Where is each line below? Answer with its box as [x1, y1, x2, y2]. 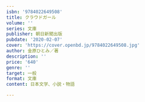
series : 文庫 [6, 25, 37, 32]
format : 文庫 [6, 76, 37, 82]
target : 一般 [6, 70, 37, 76]
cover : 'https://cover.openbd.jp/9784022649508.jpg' [6, 43, 140, 49]
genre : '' [6, 64, 31, 71]
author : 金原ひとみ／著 [6, 48, 59, 54]
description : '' [6, 53, 47, 59]
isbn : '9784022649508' [6, 8, 63, 15]
